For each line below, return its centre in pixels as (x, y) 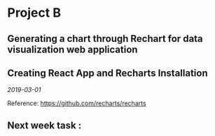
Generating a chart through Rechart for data (105, 39)
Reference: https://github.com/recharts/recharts (77, 103)
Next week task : (44, 125)
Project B (34, 13)
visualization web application (72, 49)
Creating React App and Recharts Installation (107, 73)
